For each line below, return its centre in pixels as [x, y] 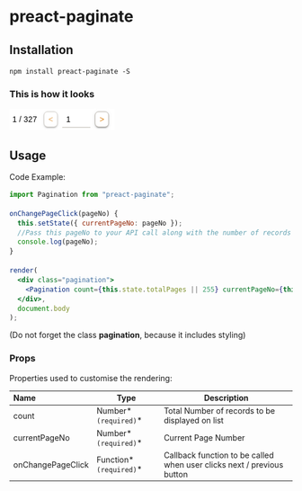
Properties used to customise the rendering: [91, 378]
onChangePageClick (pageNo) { [64, 213]
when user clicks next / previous [223, 464]
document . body [44, 308]
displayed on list [194, 421]
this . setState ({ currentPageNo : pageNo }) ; [100, 223]
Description [226, 398]
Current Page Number [204, 438]
